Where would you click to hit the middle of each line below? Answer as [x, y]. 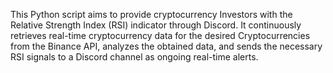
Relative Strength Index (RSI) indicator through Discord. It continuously [156, 25]
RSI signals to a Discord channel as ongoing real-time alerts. [134, 57]
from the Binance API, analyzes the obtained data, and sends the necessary [166, 46]
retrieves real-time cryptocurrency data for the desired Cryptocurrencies [160, 35]
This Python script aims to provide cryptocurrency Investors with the [151, 14]
